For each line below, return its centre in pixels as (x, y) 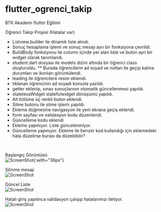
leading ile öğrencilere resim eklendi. (49, 78)
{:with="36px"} (49, 160)
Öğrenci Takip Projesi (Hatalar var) (40, 32)
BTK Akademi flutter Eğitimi (33, 23)
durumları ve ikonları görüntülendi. (47, 73)
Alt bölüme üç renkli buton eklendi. (47, 99)
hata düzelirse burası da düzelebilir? (49, 136)
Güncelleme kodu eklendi (38, 120)
